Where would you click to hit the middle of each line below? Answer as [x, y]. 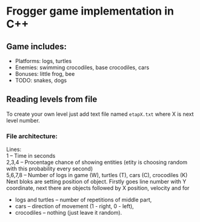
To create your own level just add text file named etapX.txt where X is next [100, 114]
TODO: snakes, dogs [41, 80]
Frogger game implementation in [90, 11]
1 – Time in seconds [31, 156]
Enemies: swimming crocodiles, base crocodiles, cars [82, 67]
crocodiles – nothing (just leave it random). [68, 213]
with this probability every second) [50, 169]
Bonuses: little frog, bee [45, 74]
